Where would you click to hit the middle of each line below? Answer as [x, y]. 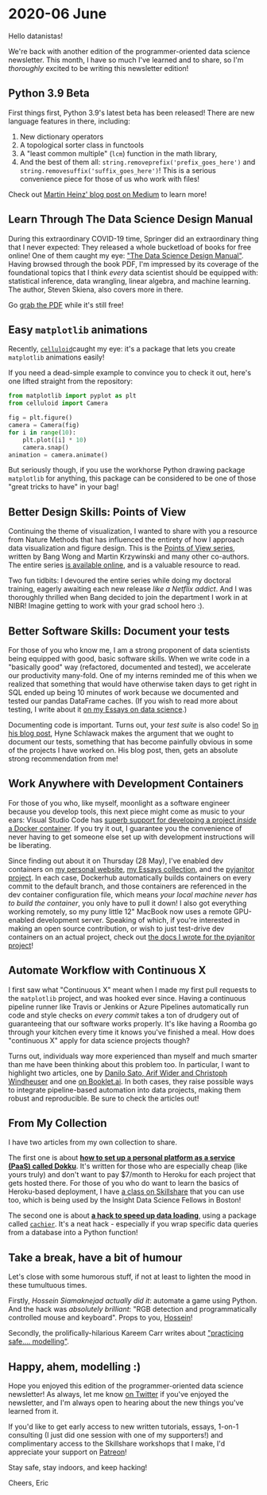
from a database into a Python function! [73, 1233]
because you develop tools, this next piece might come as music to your [127, 811]
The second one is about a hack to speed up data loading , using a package [132, 1215]
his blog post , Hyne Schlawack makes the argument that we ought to [121, 733]
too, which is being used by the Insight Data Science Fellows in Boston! [125, 1200]
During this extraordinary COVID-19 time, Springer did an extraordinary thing [133, 238]
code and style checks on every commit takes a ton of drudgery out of [124, 1015]
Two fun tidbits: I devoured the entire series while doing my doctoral [120, 581]
